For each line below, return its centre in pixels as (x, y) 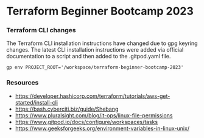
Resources (23, 83)
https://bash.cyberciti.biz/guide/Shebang (67, 109)
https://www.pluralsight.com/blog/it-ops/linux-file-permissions (94, 115)
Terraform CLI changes (41, 30)
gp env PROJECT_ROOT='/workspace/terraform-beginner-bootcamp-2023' (95, 67)
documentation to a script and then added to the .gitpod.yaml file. (89, 57)
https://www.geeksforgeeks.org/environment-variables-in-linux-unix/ (102, 128)
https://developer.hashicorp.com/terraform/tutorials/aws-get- (93, 96)
